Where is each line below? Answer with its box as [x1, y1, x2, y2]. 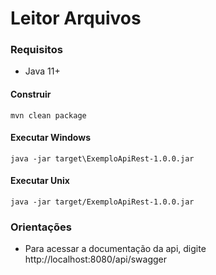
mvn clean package [10, 110, 87, 121]
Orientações [10, 220, 72, 234]
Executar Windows [10, 132, 91, 144]
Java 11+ [24, 65, 61, 77]
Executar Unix [10, 175, 70, 187]
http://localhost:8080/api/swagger [24, 253, 167, 266]
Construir [10, 88, 52, 101]
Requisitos [10, 43, 63, 57]
